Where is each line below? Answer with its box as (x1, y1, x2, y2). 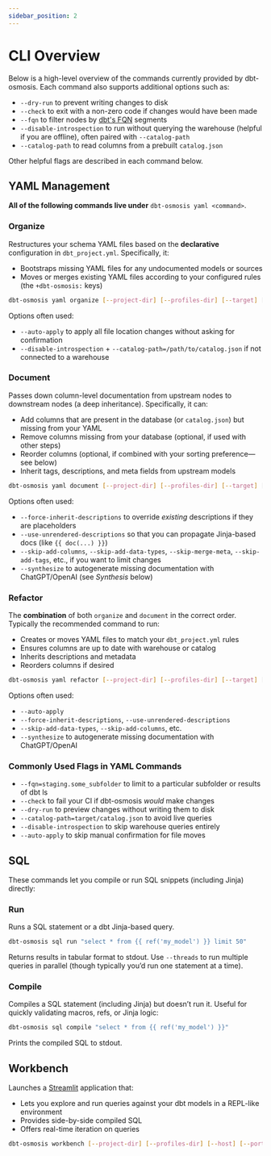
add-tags (19, 556, 50, 565)
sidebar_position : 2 (8, 11, 78, 20)
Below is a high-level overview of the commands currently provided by (8, 73, 244, 83)
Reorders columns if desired (19, 661, 115, 670)
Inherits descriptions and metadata (19, 652, 136, 661)
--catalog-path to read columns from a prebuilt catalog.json (19, 140, 223, 150)
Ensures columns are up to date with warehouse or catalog (19, 643, 216, 653)
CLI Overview (8, 46, 101, 65)
